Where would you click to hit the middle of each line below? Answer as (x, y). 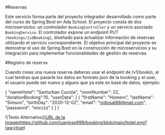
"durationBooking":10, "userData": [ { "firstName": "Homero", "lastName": (80, 97)
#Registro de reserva (26, 63)
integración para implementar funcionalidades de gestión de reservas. (76, 53)
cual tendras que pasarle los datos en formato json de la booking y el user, (81, 77)
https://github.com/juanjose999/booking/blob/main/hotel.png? (83, 122)
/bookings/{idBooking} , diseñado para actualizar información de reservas (80, 37)
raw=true (14, 128)
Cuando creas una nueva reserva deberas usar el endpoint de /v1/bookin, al (82, 72)
